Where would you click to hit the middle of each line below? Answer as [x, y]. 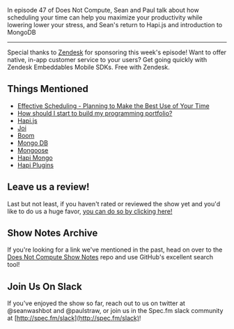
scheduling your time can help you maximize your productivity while [105, 17]
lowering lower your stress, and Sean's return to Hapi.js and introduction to [115, 25]
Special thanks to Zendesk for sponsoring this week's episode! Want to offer [117, 52]
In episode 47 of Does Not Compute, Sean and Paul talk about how [103, 10]
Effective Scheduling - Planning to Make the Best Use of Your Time [114, 106]
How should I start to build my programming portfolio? [95, 113]
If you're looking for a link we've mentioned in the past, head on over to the [115, 250]
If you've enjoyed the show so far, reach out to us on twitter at [96, 303]
